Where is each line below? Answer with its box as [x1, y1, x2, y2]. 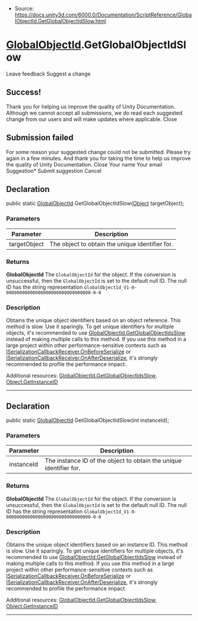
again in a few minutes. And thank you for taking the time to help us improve [6, 155, 191, 162]
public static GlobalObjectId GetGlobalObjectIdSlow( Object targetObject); [6, 200, 184, 207]
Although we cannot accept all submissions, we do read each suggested [6, 109, 183, 116]
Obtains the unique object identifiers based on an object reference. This [6, 317, 181, 324]
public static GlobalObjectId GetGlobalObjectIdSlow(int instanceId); [6, 417, 169, 424]
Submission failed [6, 133, 74, 143]
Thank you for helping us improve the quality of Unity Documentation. [6, 103, 176, 110]
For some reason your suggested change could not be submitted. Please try [6, 148, 191, 155]
